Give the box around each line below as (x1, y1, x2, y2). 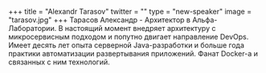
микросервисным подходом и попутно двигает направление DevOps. (8, 32, 249, 41)
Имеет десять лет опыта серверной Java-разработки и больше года (8, 40, 245, 50)
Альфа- (192, 15, 218, 25)
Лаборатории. (8, 24, 57, 33)
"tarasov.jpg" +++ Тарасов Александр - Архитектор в (8, 15, 191, 25)
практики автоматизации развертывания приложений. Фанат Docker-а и (8, 49, 259, 58)
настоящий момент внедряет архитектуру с (64, 24, 216, 33)
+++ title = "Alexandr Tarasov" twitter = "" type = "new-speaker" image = (8, 7, 252, 16)
